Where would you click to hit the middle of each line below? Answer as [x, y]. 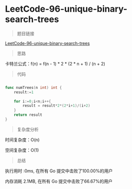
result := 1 [24, 92]
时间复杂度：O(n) [22, 140]
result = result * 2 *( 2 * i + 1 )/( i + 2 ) [57, 106]
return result [28, 115]
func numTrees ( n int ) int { [34, 87]
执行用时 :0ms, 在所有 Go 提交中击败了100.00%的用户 [59, 171]
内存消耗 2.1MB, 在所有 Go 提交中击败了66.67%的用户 [59, 181]
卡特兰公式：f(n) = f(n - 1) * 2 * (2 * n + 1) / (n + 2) [55, 63]
